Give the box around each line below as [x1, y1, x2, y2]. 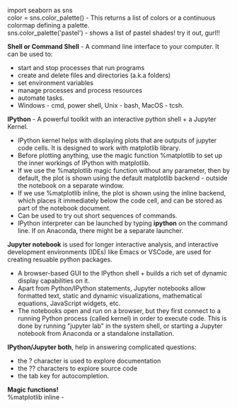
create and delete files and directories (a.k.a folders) [17, 71, 171, 79]
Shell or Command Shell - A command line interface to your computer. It [7, 42, 219, 50]
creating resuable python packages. [7, 255, 112, 263]
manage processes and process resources [17, 86, 143, 94]
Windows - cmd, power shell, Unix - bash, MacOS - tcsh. [17, 101, 184, 109]
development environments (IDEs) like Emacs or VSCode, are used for [7, 248, 212, 256]
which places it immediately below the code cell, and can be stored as [17, 196, 223, 205]
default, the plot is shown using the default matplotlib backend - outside [17, 174, 228, 182]
